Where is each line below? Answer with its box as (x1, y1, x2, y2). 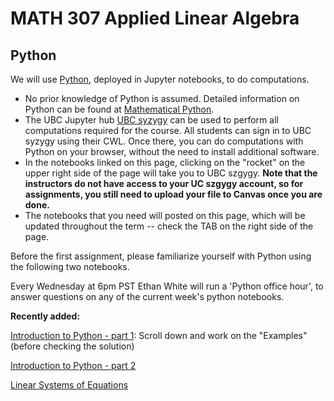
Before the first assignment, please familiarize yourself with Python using (10, 250, 312, 262)
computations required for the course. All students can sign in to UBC (24, 125, 312, 136)
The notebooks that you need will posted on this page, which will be (24, 210, 306, 221)
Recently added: (10, 310, 81, 322)
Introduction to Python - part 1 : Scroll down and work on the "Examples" (10, 330, 308, 341)
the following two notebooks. (10, 261, 130, 272)
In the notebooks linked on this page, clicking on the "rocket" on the (24, 157, 306, 168)
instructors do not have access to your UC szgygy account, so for (24, 178, 304, 189)
